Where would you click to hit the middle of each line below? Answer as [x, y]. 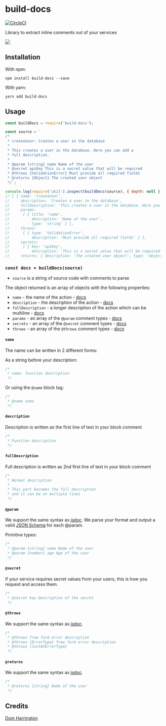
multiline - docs [28, 313]
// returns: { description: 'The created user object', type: [75, 256]
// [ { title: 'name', [34, 215]
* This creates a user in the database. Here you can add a [70, 150]
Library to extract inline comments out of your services [61, 32]
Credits [17, 706]
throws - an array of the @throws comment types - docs [68, 329]
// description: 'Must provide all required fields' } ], [76, 238]
